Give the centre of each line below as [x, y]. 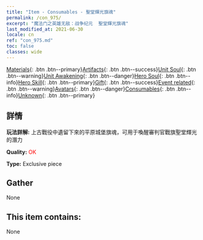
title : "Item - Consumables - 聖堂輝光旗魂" [61, 12]
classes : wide [24, 52]
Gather [20, 183]
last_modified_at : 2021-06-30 [45, 29]
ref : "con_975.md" [30, 40]
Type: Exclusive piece [34, 163]
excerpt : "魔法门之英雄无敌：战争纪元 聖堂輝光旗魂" [68, 23]
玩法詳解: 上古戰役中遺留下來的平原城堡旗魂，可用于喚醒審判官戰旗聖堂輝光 [102, 132]
